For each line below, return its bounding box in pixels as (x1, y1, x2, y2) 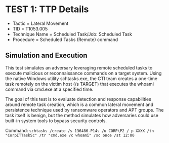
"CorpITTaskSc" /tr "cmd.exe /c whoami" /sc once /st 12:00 (5, 133, 135, 138)
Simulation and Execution (5, 51, 88, 60)
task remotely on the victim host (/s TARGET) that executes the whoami (5, 81, 154, 87)
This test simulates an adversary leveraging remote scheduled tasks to (5, 64, 153, 70)
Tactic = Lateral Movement (12, 20, 69, 26)
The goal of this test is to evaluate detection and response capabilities (5, 96, 152, 102)
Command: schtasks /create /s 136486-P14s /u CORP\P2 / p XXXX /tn (5, 127, 154, 133)
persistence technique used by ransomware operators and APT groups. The (5, 106, 164, 113)
